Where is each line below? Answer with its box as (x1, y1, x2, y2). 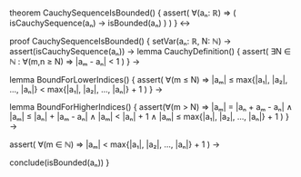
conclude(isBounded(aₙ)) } (9, 157, 110, 168)
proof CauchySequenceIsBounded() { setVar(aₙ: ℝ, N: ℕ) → (9, 35, 232, 46)
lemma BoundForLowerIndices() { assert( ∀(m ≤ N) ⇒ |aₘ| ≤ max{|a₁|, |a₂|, (9, 74, 288, 84)
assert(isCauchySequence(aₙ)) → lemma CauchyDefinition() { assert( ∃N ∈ (9, 46, 292, 56)
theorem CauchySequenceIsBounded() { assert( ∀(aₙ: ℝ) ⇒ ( (9, 7, 236, 18)
